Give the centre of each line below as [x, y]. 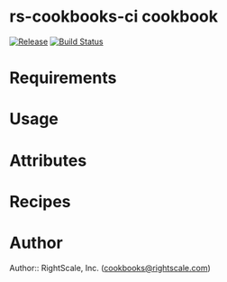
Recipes [40, 201]
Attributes [48, 160]
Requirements [63, 78]
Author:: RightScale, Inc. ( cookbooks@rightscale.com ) [110, 268]
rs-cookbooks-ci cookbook [114, 17]
